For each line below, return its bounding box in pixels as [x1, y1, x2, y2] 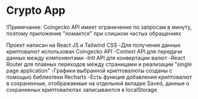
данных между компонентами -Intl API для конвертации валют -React [6, 54, 185, 61]
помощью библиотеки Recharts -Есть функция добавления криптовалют [6, 73, 192, 80]
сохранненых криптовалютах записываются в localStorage [6, 86, 157, 93]
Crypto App [6, 4, 66, 17]
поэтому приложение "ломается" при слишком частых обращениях [6, 29, 181, 37]
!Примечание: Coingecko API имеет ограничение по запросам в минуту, [6, 23, 192, 31]
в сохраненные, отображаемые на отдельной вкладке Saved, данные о [6, 79, 190, 87]
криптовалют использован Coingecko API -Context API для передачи [6, 47, 183, 55]
